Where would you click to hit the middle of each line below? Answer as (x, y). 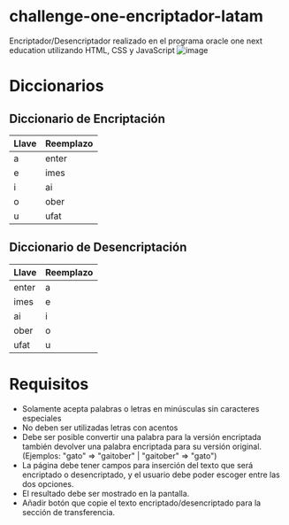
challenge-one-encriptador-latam (136, 16)
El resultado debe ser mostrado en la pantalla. (106, 493)
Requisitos (49, 384)
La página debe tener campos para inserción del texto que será (137, 465)
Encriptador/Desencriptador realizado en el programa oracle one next (136, 41)
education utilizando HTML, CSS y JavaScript (92, 50)
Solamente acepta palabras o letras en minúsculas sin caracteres (141, 408)
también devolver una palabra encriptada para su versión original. (142, 446)
